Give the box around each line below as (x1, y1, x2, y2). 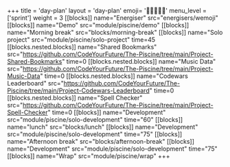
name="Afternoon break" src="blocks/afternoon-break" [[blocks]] (7, 138, 194, 145)
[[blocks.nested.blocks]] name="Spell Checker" (7, 94, 143, 102)
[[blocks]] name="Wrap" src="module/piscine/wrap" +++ (7, 152, 170, 160)
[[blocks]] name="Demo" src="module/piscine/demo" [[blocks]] (7, 21, 189, 29)
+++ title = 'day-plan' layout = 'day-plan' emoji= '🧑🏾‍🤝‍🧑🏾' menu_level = (7, 7, 207, 14)
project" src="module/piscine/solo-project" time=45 (7, 36, 156, 44)
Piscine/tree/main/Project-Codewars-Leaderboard (7, 86, 150, 94)
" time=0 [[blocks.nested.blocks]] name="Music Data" (61, 57, 216, 65)
